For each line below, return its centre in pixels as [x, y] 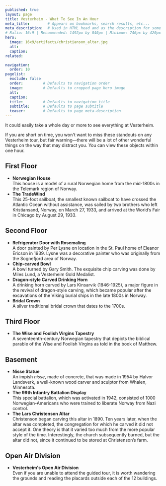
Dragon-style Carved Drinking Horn [50, 279]
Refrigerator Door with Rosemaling [49, 243]
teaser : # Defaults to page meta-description [65, 111]
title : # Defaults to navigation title [60, 102]
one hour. [15, 150]
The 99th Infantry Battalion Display [49, 393]
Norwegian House [31, 178]
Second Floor [26, 231]
